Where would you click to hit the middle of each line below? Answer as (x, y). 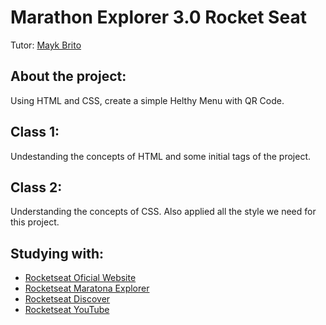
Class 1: (35, 132)
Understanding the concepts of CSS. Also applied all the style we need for (163, 212)
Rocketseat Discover (67, 299)
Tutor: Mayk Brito (46, 45)
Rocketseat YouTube (67, 310)
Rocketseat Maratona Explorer (87, 288)
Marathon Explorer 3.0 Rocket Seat (158, 17)
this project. (35, 222)
